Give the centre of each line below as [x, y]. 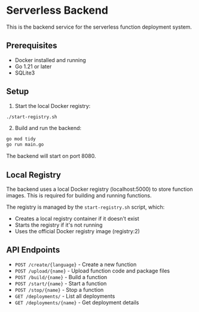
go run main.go [25, 145]
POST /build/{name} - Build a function [61, 277]
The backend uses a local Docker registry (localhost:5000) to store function [99, 189]
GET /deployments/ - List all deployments [65, 296]
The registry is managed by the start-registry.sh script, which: [85, 207]
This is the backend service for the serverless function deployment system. [99, 27]
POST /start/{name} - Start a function [61, 283]
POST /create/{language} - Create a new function [76, 264]
